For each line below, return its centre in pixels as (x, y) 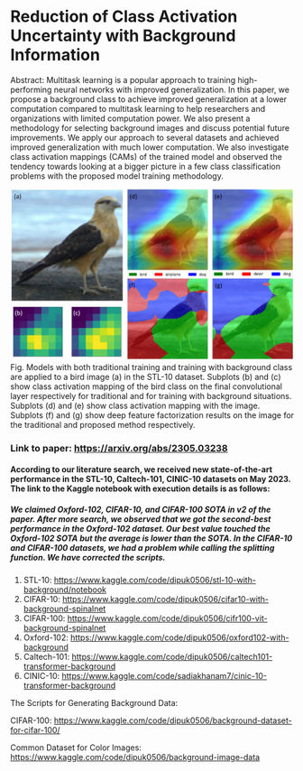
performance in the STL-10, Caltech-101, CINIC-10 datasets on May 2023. (151, 479)
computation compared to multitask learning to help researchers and (138, 108)
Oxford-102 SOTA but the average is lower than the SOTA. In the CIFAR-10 (151, 538)
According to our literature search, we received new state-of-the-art (142, 469)
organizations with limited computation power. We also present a (130, 118)
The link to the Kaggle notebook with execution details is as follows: (140, 488)
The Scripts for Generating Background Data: (94, 703)
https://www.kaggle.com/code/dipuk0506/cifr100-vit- (168, 618)
